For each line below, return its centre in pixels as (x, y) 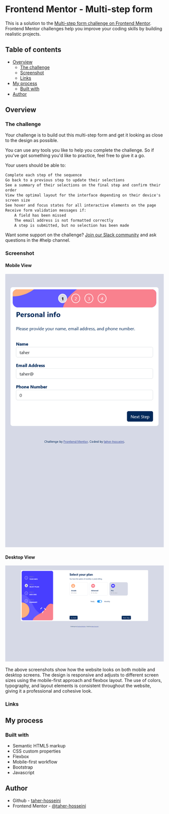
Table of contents (33, 50)
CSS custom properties (37, 751)
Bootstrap (23, 767)
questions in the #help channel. (38, 240)
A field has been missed (40, 216)
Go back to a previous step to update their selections (65, 180)
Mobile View (18, 265)
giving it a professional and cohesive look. (49, 691)
